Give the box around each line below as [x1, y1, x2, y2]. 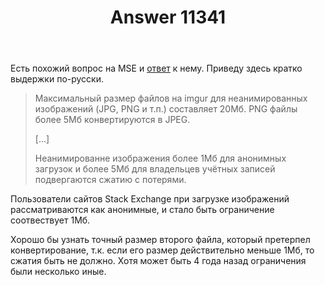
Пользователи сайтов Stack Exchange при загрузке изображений [10, 193, 290, 205]
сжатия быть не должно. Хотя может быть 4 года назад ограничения [10, 255, 307, 267]
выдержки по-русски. [10, 73, 105, 85]
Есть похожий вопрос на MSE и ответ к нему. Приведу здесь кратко [10, 62, 303, 75]
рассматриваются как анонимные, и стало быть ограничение [10, 204, 275, 216]
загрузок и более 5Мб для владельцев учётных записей [34, 163, 276, 175]
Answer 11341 [109, 6, 227, 29]
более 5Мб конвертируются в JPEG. [34, 114, 191, 126]
